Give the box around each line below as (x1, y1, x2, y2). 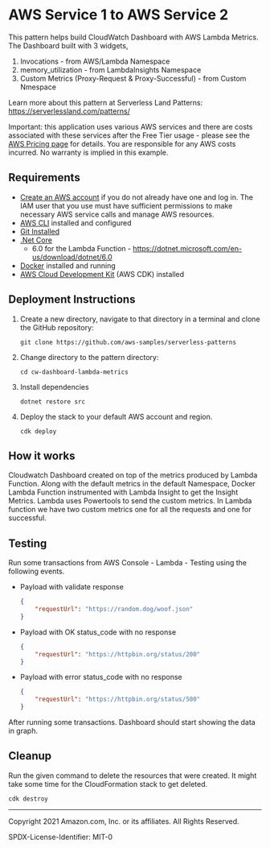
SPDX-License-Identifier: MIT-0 (8, 832, 113, 842)
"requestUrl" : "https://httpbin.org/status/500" (35, 695, 201, 704)
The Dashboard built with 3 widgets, (8, 40, 129, 50)
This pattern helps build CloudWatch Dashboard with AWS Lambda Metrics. (8, 32, 259, 42)
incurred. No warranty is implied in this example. (8, 147, 169, 157)
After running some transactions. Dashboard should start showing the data (8, 718, 256, 727)
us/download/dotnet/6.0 (31, 252, 112, 262)
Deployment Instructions (8, 292, 136, 307)
